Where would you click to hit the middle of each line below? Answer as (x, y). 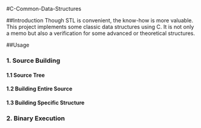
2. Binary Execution (36, 118)
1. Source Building (33, 60)
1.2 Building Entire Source (39, 89)
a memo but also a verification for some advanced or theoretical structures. (101, 33)
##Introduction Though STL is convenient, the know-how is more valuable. (100, 20)
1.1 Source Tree (26, 75)
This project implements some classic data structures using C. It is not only (100, 27)
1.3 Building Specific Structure (46, 103)
